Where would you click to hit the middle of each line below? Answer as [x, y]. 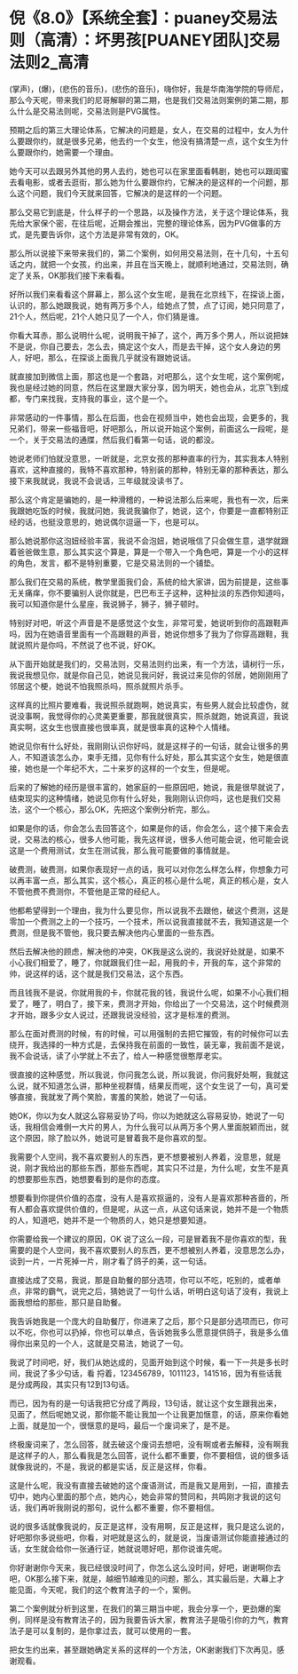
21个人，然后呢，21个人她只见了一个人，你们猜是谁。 [106, 316]
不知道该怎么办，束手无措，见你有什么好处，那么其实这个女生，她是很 [153, 757]
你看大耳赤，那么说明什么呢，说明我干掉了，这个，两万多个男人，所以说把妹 [149, 335]
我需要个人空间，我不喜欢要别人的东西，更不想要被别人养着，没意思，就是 [145, 1156]
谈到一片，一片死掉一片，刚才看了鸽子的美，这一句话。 [110, 1261]
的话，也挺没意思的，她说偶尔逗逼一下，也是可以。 [110, 521]
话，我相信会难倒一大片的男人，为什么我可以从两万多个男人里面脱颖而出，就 [149, 1127]
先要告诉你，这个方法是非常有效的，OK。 [108, 234]
